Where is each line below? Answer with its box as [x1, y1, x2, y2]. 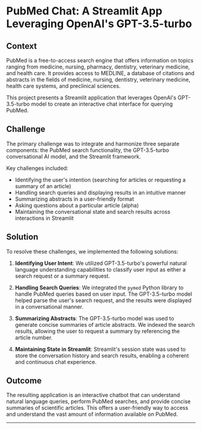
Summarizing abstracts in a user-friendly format [14, 195, 134, 202]
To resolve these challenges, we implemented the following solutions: [6, 248, 179, 255]
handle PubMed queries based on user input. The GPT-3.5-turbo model [14, 290, 192, 297]
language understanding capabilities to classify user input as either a [14, 266, 186, 273]
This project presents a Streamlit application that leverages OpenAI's [6, 94, 177, 101]
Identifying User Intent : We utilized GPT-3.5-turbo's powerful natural [14, 260, 187, 267]
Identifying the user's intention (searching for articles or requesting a [14, 176, 186, 183]
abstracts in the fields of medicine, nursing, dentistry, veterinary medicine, [6, 76, 191, 83]
